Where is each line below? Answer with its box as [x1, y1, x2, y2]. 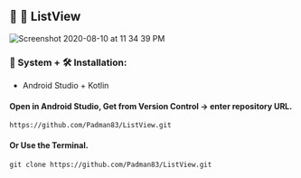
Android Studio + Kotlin [22, 80, 109, 91]
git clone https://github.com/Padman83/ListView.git [9, 160, 212, 169]
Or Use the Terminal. [9, 139, 89, 150]
